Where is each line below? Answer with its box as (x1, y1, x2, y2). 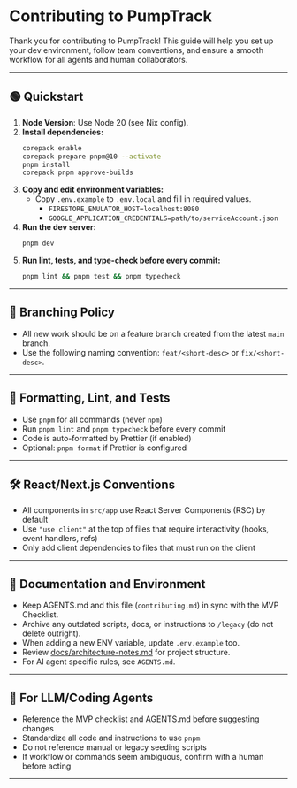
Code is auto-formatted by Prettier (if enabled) (21, 432, 192, 443)
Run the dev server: (21, 222, 96, 233)
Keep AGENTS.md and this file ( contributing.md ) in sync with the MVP (21, 600, 279, 611)
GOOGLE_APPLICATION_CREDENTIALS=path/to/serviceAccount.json (48, 214, 278, 223)
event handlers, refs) (21, 533, 98, 544)
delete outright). (21, 628, 81, 639)
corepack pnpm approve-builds (21, 168, 134, 178)
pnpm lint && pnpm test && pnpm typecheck (21, 272, 181, 281)
